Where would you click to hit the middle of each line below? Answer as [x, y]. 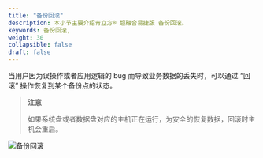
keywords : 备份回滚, [39, 30]
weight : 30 [26, 38]
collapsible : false [40, 45]
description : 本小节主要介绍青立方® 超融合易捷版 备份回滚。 [98, 23]
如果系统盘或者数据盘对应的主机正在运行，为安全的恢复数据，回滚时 [138, 119]
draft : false [30, 52]
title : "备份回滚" [36, 15]
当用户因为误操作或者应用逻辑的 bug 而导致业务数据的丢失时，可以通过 [123, 75]
